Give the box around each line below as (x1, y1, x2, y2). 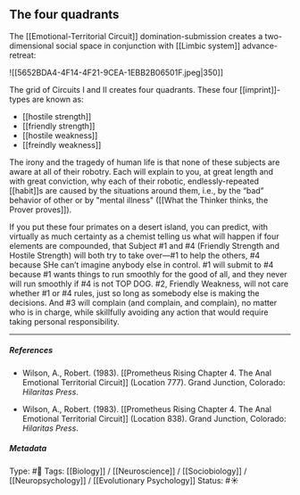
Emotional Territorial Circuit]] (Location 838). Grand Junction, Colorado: (21, 413, 287, 424)
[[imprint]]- (239, 84, 281, 95)
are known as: (31, 94, 84, 104)
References (9, 345, 54, 356)
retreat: (9, 49, 37, 61)
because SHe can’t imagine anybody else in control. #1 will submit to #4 (9, 259, 274, 270)
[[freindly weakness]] (21, 139, 102, 150)
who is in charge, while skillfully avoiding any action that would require (9, 307, 269, 318)
